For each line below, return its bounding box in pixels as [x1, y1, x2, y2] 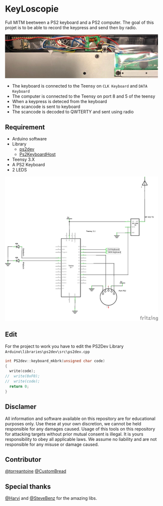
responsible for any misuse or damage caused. [5, 441, 99, 447]
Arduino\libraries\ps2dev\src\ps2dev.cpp [5, 349, 90, 354]
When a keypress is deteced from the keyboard [12, 99, 107, 105]
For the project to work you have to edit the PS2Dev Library [5, 343, 124, 349]
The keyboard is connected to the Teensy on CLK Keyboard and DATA [12, 83, 148, 89]
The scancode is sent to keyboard [12, 104, 81, 110]
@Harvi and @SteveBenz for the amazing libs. [5, 495, 98, 501]
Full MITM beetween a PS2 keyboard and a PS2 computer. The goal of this [5, 19, 154, 25]
